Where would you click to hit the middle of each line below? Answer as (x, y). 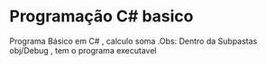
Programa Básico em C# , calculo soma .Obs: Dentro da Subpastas (133, 41)
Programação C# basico (101, 16)
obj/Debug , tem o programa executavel (83, 50)
